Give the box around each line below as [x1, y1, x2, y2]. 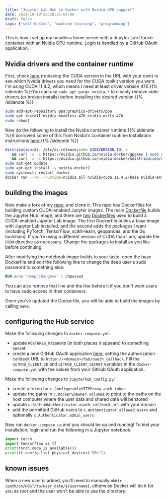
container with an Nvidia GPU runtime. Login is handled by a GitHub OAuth [5, 40, 158, 46]
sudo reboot [5, 118, 30, 123]
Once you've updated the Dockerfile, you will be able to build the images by [5, 297, 161, 303]
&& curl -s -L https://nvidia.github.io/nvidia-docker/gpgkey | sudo [11, 152, 159, 157]
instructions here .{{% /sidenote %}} [5, 138, 79, 143]
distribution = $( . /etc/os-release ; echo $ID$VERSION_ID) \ [5, 147, 128, 152]
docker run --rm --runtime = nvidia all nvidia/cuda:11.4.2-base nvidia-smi [5, 175, 164, 180]
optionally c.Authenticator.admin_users [12, 412, 94, 418]
